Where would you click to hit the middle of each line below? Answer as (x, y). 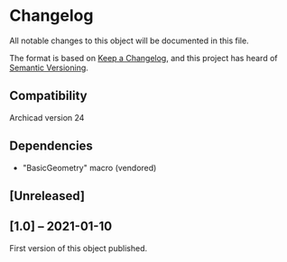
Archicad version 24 (47, 117)
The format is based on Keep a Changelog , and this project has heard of (143, 58)
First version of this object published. (79, 248)
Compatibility (48, 96)
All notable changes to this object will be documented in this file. (130, 41)
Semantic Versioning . (49, 68)
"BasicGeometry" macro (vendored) (89, 167)
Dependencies (51, 146)
